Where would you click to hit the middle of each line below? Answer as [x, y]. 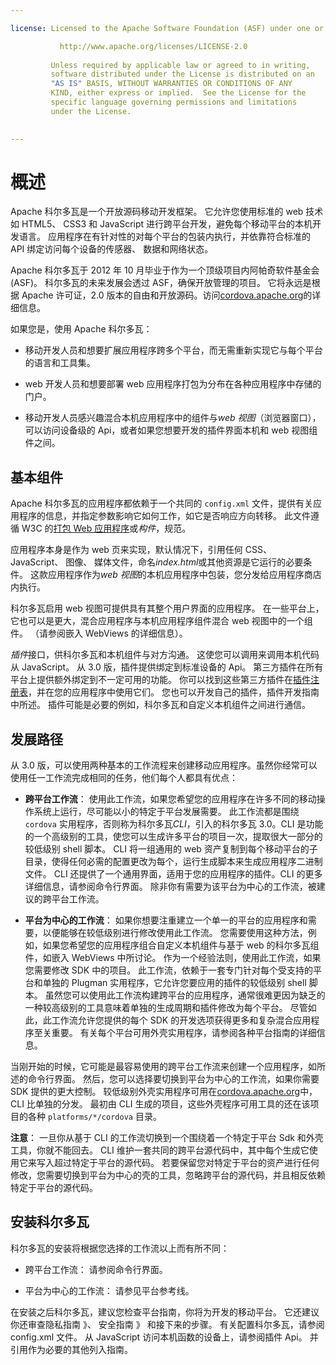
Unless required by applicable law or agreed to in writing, [180, 65]
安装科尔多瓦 [50, 1222]
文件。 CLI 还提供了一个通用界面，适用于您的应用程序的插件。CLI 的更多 [173, 874]
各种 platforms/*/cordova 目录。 [94, 1117]
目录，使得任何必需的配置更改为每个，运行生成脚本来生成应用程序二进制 [173, 862]
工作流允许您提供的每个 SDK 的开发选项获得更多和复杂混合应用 [181, 1020]
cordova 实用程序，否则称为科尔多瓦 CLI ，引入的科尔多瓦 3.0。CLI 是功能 [174, 824]
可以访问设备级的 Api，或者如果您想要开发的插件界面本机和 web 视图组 [171, 430]
